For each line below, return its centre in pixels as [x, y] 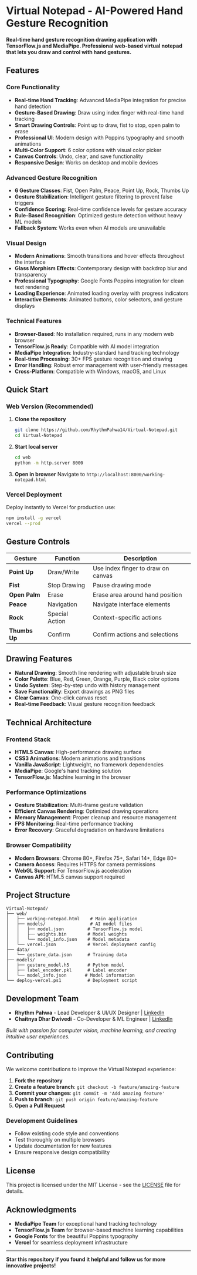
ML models [28, 221]
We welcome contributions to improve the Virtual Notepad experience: [91, 1069]
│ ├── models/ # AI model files [69, 924]
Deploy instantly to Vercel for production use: [61, 507]
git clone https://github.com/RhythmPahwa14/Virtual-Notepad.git [96, 430]
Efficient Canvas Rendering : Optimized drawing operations [86, 811]
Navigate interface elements [132, 604]
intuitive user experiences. [38, 1037]
